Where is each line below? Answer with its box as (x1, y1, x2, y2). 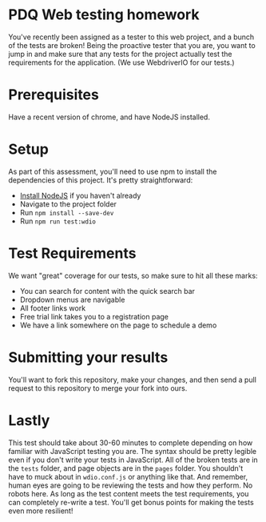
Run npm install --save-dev (19, 207, 114, 217)
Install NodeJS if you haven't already (19, 191, 141, 200)
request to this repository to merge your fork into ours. (8, 383, 188, 393)
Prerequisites (8, 86, 100, 104)
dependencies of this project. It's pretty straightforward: (8, 175, 193, 185)
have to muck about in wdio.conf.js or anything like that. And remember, (8, 472, 248, 481)
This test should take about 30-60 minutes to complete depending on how (8, 438, 253, 448)
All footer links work (19, 303, 86, 313)
